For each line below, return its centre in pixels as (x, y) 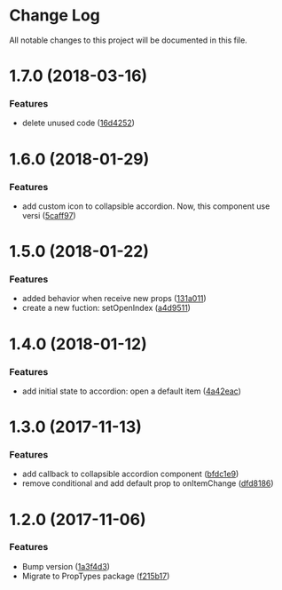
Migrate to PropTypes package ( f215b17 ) (96, 576)
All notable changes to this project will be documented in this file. (129, 40)
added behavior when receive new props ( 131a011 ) (114, 299)
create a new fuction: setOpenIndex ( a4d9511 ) (106, 308)
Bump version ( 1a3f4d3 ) (66, 566)
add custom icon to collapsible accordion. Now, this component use (146, 206)
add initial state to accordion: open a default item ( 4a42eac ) (132, 391)
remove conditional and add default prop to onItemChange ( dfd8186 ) (148, 483)
